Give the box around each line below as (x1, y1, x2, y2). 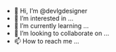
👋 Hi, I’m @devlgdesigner (13, 7, 88, 15)
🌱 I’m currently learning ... (13, 22, 89, 30)
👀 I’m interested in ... (13, 14, 74, 22)
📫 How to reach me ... (13, 37, 79, 45)
